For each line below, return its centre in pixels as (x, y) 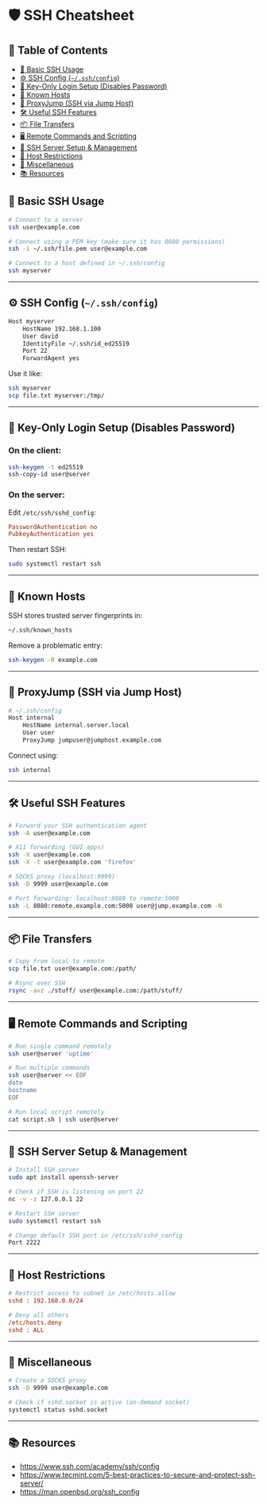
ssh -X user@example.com (49, 855)
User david (41, 336)
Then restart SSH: (38, 550)
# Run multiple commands (49, 1068)
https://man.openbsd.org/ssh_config (80, 1491)
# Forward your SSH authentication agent (78, 825)
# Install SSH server (44, 1170)
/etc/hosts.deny (35, 1322)
